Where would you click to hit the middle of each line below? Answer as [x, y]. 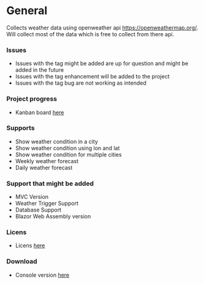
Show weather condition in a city [56, 141]
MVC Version [32, 197]
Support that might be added [50, 183]
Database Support [38, 210]
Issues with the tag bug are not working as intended [81, 83]
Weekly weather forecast [47, 161]
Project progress [32, 99]
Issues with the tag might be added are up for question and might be [102, 63]
